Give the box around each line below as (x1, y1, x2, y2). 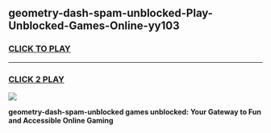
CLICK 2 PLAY (8, 73, 65, 85)
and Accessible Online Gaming (8, 115, 114, 125)
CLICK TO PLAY (8, 44, 71, 55)
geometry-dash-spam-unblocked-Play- (8, 6, 214, 20)
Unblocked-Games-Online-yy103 (8, 19, 180, 33)
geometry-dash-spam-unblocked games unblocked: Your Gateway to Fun (8, 106, 262, 116)
